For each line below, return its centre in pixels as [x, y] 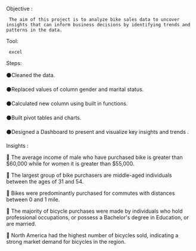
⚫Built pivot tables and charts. [44, 118]
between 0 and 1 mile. [33, 199]
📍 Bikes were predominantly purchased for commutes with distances [91, 193]
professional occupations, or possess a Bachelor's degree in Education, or [98, 217]
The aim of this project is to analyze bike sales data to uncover [94, 20]
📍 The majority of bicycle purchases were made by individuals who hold [94, 211]
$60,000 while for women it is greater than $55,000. [70, 163]
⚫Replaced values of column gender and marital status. [75, 89]
